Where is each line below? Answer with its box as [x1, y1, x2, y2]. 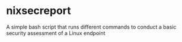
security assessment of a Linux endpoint [6, 29, 106, 36]
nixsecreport [6, 4, 71, 17]
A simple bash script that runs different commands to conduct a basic [6, 23, 177, 30]
